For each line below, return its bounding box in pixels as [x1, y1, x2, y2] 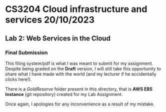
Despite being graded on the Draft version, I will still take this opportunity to [5, 65, 161, 71]
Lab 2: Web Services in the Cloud [5, 34, 111, 42]
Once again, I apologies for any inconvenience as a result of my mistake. [5, 101, 155, 107]
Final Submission [5, 49, 48, 56]
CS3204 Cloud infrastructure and [5, 3, 147, 15]
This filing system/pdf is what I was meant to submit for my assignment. [5, 60, 153, 66]
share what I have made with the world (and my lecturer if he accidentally [5, 71, 156, 77]
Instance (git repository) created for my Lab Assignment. [5, 91, 123, 97]
